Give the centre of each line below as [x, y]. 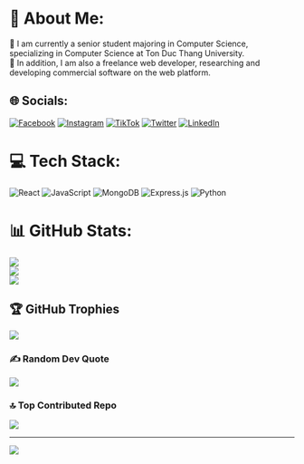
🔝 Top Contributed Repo [63, 405]
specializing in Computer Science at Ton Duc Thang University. [127, 53]
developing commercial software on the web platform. [110, 72]
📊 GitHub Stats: [71, 231]
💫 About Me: [57, 19]
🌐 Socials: [39, 101]
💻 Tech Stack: [65, 161]
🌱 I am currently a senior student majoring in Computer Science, [129, 43]
